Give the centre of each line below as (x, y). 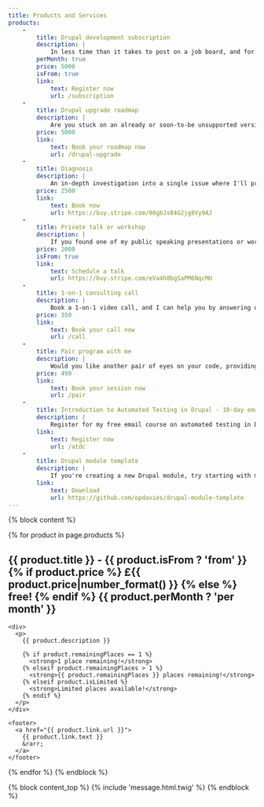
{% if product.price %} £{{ (75, 572)
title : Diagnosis (64, 169)
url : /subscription (82, 96)
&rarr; (33, 744)
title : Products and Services (58, 15)
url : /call (68, 337)
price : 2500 (56, 191)
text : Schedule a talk (87, 271)
